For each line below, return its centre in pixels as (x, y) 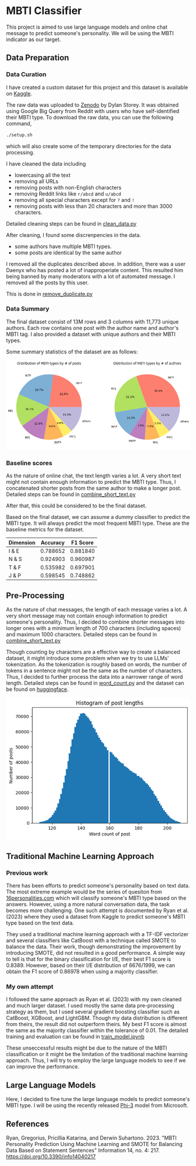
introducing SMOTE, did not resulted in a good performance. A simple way (96, 953)
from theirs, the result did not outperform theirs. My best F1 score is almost (97, 1024)
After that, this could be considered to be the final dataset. (76, 506)
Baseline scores (29, 463)
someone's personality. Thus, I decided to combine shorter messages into (95, 622)
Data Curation (26, 74)
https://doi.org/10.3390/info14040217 (51, 1157)
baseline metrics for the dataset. (45, 529)
